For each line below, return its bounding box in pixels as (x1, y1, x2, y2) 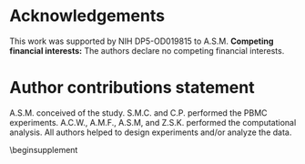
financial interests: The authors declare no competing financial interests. (9, 45, 285, 56)
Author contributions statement (9, 77, 255, 98)
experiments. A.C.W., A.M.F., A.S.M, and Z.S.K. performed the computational (9, 117, 297, 128)
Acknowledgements (9, 5, 166, 26)
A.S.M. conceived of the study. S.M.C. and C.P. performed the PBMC (9, 107, 268, 118)
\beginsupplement (9, 144, 78, 155)
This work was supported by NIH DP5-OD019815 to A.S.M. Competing (9, 36, 274, 46)
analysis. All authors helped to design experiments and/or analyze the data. (9, 127, 292, 138)
